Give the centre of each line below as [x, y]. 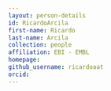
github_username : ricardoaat [56, 67]
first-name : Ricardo [42, 30]
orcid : [19, 74]
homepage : [24, 60]
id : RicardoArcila [38, 23]
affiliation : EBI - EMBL [49, 52]
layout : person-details [47, 15]
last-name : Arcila [38, 38]
